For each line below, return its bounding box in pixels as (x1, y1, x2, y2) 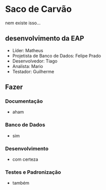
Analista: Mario (12, 63, 43, 69)
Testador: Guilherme (12, 68, 54, 74)
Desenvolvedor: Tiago (12, 58, 58, 64)
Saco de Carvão (5, 3, 72, 15)
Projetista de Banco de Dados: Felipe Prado (12, 53, 102, 59)
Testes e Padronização (5, 169, 61, 176)
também (12, 180, 30, 186)
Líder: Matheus (12, 47, 44, 53)
